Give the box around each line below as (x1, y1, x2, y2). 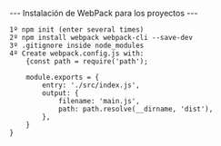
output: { (42, 89, 79, 98)
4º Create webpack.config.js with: (9, 49, 145, 58)
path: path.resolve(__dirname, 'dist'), (57, 104, 214, 113)
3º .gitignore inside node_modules (9, 41, 145, 50)
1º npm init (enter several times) (9, 25, 145, 34)
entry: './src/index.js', (42, 81, 141, 90)
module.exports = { (25, 73, 100, 82)
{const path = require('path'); (25, 57, 148, 66)
